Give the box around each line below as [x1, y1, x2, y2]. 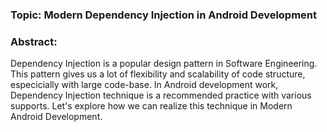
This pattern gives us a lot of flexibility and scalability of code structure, [10, 68, 306, 80]
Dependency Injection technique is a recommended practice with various [10, 89, 312, 102]
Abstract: [10, 34, 58, 48]
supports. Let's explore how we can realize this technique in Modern [10, 100, 293, 112]
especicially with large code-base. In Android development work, [10, 79, 279, 91]
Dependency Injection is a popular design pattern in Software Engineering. [10, 58, 318, 70]
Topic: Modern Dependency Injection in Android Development [10, 8, 318, 22]
